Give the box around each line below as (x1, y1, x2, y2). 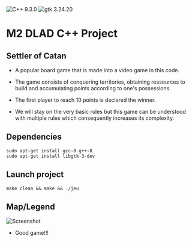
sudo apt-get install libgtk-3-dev (6, 153, 95, 159)
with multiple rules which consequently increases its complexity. (14, 114, 175, 122)
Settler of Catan (6, 51, 67, 61)
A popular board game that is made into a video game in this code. (14, 67, 180, 73)
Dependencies (6, 132, 62, 142)
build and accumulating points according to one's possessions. (14, 85, 171, 92)
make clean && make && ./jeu (6, 185, 79, 191)
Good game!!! (14, 229, 49, 237)
